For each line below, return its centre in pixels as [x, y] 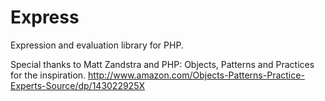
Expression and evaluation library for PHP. [97, 45]
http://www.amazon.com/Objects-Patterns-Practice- [196, 75]
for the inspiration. [48, 75]
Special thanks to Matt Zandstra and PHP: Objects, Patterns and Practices [162, 64]
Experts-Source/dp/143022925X [78, 85]
